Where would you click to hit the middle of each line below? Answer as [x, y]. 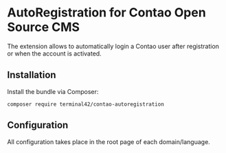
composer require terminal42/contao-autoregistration [86, 104]
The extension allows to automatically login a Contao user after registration [113, 46]
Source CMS [44, 27]
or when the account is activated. [54, 54]
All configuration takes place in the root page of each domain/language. [109, 141]
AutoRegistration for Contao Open [106, 13]
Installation [32, 75]
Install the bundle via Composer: [53, 91]
